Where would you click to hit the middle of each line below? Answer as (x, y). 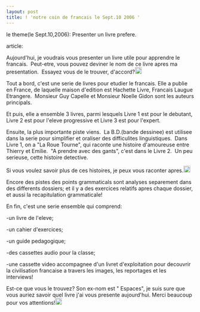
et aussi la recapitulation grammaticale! (54, 194)
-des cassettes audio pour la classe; (51, 252)
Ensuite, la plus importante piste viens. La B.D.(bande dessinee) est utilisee (99, 131)
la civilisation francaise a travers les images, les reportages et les (86, 270)
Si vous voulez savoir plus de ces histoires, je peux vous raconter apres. (95, 170)
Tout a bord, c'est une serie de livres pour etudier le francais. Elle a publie (97, 83)
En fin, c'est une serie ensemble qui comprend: (64, 206)
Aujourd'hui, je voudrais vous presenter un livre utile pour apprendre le (93, 57)
